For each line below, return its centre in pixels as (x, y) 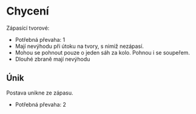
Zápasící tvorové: (28, 28)
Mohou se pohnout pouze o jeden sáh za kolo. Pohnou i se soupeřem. (102, 52)
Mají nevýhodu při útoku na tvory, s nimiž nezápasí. (79, 46)
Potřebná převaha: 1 (40, 39)
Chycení (28, 11)
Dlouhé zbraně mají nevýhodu (52, 59)
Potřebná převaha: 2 (41, 104)
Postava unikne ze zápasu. (40, 93)
